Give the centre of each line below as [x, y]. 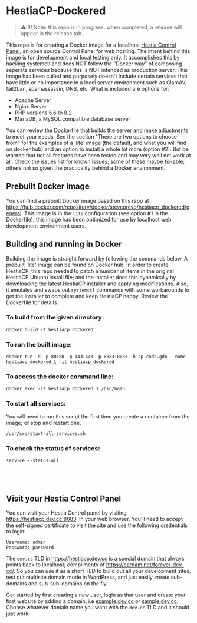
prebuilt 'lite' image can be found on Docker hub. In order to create [87, 265]
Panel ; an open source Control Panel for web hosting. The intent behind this [98, 51]
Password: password [30, 548]
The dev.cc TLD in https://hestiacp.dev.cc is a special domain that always [95, 559]
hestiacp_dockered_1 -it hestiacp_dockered [60, 362]
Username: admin [26, 543]
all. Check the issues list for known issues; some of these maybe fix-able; [96, 161]
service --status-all [33, 461]
